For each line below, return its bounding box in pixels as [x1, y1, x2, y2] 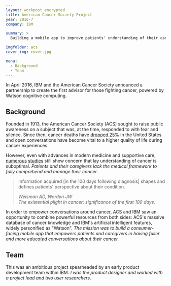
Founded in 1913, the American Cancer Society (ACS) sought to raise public [6, 121, 164, 127]
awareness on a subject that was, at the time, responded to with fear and [6, 126, 159, 133]
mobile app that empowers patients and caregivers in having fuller [20, 231, 160, 237]
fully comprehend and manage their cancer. [6, 169, 98, 175]
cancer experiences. [6, 143, 49, 149]
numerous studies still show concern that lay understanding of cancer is [6, 158, 157, 164]
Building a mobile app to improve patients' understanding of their [10, 36, 158, 41]
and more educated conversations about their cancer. [6, 236, 119, 242]
